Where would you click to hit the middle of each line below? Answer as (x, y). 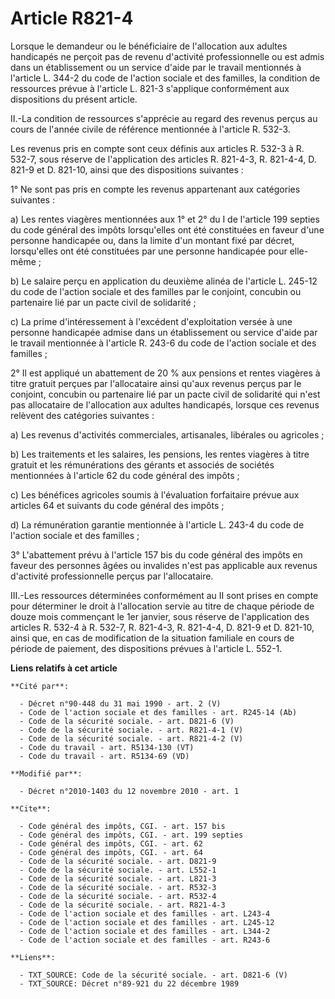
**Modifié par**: (46, 773)
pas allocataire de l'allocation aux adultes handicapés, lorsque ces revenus (165, 404)
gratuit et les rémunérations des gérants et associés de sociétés (142, 464)
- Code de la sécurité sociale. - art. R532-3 (118, 887)
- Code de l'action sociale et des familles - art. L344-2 (145, 931)
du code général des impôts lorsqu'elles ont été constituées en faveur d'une (167, 229)
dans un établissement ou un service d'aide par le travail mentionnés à (156, 67)
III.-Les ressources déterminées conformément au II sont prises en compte (164, 595)
